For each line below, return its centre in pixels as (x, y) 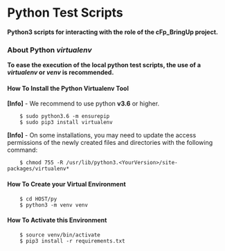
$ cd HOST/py (38, 199)
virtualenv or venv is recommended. (61, 72)
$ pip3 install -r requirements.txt (73, 241)
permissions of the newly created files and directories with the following (110, 143)
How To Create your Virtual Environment (66, 184)
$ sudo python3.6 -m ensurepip (65, 116)
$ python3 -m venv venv (54, 205)
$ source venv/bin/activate (60, 235)
